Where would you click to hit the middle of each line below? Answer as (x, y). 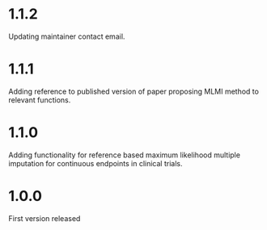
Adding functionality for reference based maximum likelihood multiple (125, 155)
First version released (44, 218)
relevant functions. (40, 100)
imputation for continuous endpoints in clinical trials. (95, 163)
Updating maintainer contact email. (67, 36)
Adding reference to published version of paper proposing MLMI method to (133, 91)
